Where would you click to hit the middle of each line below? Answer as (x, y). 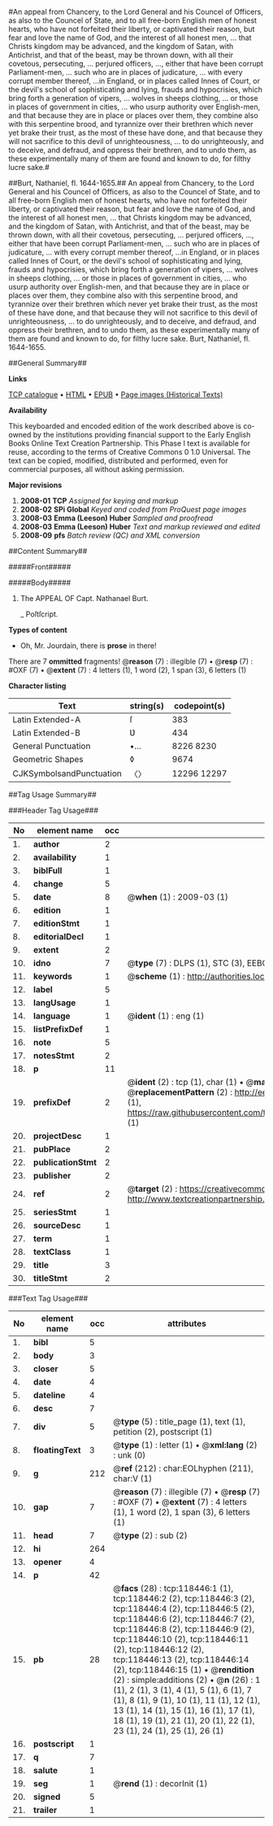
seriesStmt (55, 1212)
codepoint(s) (199, 706)
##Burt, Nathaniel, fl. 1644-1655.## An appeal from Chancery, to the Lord (131, 183)
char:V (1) (133, 1478)
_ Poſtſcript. (39, 614)
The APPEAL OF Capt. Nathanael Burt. (84, 598)
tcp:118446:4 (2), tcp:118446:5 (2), (184, 1608)
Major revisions (35, 485)
